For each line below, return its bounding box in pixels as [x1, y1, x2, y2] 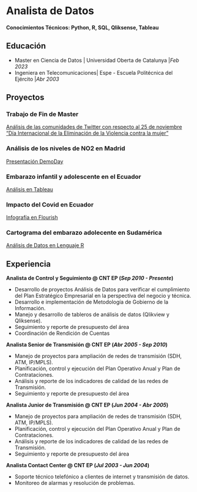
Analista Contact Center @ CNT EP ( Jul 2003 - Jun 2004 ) [6, 462, 150, 469]
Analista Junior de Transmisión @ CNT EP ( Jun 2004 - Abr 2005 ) [6, 401, 169, 408]
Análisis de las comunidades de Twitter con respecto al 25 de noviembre [6, 124, 182, 131]
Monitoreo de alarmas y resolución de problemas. [14, 480, 135, 487]
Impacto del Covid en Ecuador [6, 200, 94, 208]
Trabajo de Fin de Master [6, 110, 79, 118]
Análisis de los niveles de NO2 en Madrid [6, 144, 125, 152]
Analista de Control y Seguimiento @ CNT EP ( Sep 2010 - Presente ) [6, 275, 173, 282]
